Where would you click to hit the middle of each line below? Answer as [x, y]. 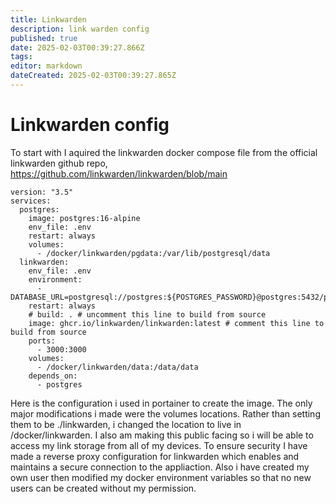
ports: [42, 341]
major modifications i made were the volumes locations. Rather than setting [165, 413]
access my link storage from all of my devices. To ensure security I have [159, 445]
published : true [44, 38]
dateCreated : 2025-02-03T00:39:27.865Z [93, 76]
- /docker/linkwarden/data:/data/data [117, 367]
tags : [21, 57]
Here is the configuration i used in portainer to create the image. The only [161, 403]
